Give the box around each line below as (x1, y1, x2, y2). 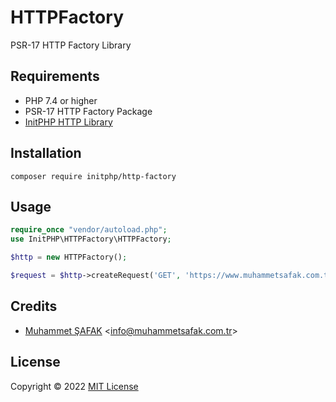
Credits (10, 298, 58, 315)
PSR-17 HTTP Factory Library (10, 39, 132, 51)
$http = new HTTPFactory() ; (10, 252, 128, 263)
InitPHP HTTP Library (24, 116, 113, 128)
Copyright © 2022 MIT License (10, 380, 139, 392)
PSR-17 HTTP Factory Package (24, 105, 153, 117)
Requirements (10, 68, 100, 85)
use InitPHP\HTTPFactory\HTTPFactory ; (10, 234, 172, 245)
